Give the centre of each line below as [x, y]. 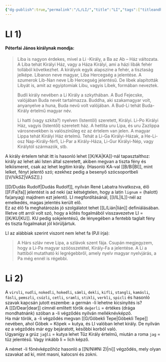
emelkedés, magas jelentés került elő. [43, 203]
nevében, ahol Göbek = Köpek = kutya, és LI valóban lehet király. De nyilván [83, 323]
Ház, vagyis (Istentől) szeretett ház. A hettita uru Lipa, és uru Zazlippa [88, 126]
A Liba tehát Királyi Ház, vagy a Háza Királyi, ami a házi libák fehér [84, 64]
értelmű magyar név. [51, 111]
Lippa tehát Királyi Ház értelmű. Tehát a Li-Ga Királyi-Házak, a [80, 136]
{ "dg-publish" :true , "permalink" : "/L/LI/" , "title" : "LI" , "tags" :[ [73, 10]
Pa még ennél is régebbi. [42, 259]
